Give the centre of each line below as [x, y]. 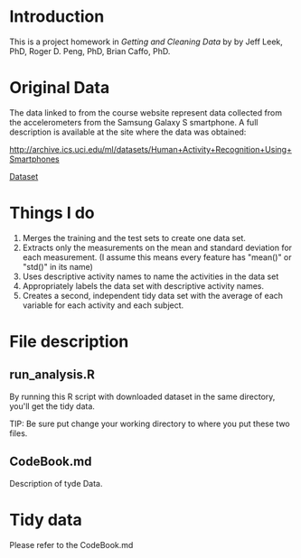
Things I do [52, 213]
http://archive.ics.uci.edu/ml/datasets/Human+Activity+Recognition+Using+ [150, 149]
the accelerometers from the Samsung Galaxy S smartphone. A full [134, 122]
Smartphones [35, 159]
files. [19, 433]
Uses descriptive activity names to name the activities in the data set [150, 276]
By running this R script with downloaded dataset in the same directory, [142, 396]
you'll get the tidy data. [52, 406]
